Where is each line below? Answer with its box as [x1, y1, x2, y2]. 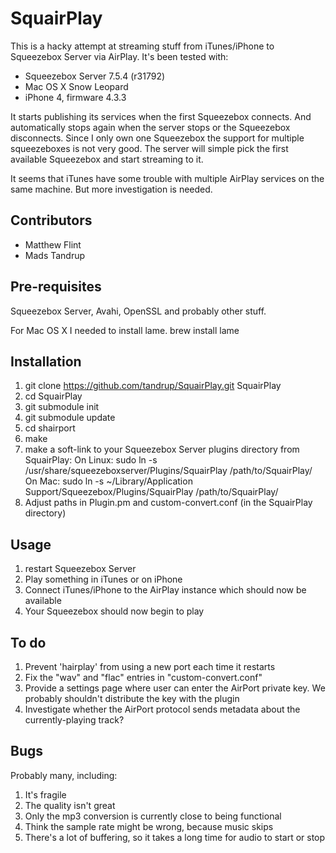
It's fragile [24, 788, 67, 801]
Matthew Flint [24, 238, 82, 251]
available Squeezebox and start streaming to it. [10, 153, 204, 165]
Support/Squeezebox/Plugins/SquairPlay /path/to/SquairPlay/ [24, 486, 279, 498]
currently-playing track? [24, 714, 125, 726]
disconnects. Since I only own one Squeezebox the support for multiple [10, 132, 305, 144]
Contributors [10, 212, 93, 229]
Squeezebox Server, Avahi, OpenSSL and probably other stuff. [10, 305, 267, 317]
